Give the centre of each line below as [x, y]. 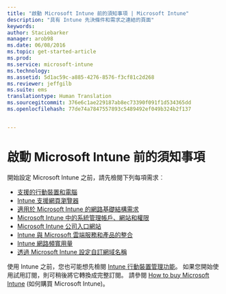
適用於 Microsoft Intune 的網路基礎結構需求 [78, 209]
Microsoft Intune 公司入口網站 [59, 226]
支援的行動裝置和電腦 [47, 192]
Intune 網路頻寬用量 [45, 243]
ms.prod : [20, 58]
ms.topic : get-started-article [52, 52]
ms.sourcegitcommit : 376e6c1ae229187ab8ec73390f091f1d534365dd [99, 103]
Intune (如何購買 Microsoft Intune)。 [58, 283]
